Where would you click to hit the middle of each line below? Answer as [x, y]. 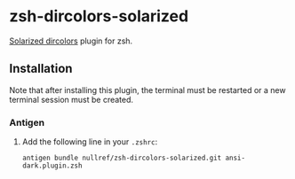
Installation [41, 69]
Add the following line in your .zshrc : [90, 142]
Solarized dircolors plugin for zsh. [71, 41]
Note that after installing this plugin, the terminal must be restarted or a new [147, 89]
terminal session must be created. [72, 99]
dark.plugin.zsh [52, 166]
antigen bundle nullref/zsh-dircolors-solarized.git [122, 158]
